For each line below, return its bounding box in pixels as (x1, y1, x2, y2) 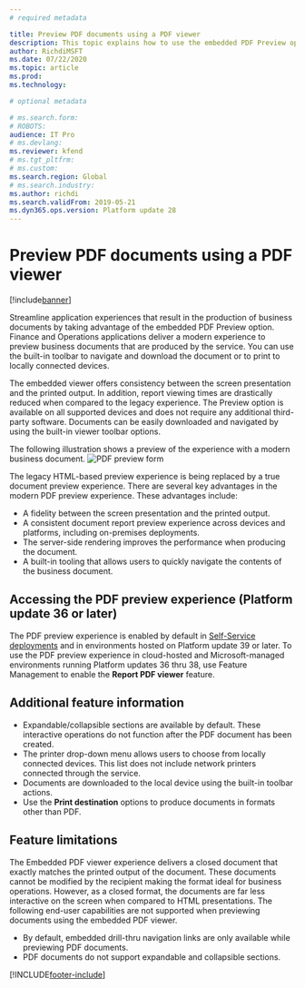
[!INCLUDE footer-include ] (9, 969, 106, 980)
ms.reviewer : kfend (9, 147, 84, 156)
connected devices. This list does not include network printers (22, 757, 257, 768)
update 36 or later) (9, 606, 118, 622)
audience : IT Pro (9, 130, 75, 139)
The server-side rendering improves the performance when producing (22, 537, 286, 548)
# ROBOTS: (9, 122, 47, 131)
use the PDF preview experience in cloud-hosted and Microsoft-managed (9, 649, 285, 660)
